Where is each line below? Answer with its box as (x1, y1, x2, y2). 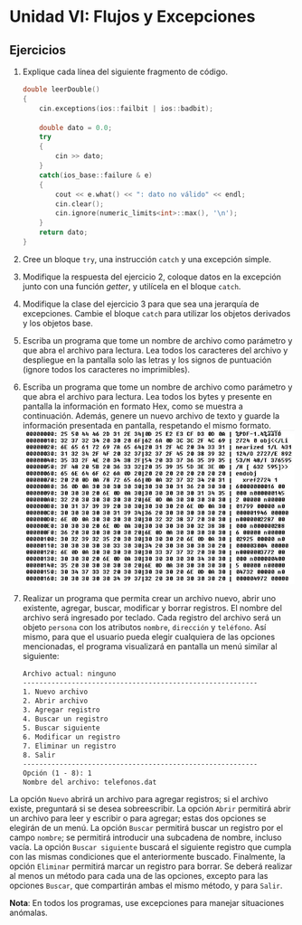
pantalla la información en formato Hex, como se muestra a (22, 401, 244, 411)
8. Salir (22, 750, 56, 760)
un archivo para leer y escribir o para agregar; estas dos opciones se (9, 812, 267, 824)
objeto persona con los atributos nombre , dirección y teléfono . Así (22, 621, 267, 632)
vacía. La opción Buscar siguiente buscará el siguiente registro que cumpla (9, 841, 292, 852)
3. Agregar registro (22, 705, 100, 714)
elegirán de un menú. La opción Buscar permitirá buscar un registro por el (9, 822, 283, 833)
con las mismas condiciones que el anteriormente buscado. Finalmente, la (9, 851, 286, 862)
